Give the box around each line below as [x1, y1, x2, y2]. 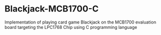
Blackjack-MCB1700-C [4, 3, 99, 14]
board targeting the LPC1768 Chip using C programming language [4, 24, 138, 30]
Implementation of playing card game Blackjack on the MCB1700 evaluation [4, 19, 157, 25]
